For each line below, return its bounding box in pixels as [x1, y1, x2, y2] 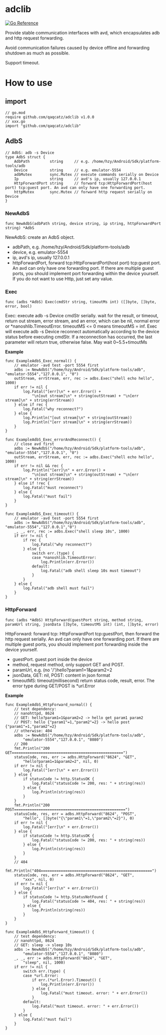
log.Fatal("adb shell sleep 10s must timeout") [40, 568, 141, 573]
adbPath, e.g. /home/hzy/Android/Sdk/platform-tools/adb [12, 244, 130, 250]
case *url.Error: [23, 973, 59, 978]
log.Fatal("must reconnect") [23, 486, 83, 491]
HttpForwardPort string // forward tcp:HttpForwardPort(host [14, 181, 153, 186]
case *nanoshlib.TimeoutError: [31, 555, 97, 560]
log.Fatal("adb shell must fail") [23, 586, 94, 591]
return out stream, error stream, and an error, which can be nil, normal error [5, 318, 160, 324]
